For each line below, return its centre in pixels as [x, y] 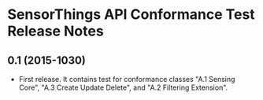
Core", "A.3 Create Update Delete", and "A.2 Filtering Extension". [123, 87]
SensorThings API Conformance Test [131, 15]
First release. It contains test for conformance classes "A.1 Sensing [127, 79]
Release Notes [56, 31]
